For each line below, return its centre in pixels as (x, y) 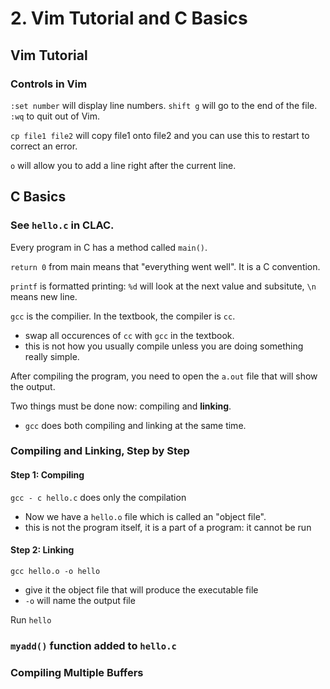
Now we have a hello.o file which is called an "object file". (145, 516)
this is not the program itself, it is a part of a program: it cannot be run (168, 527)
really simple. (52, 356)
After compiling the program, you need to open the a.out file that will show (164, 376)
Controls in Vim (49, 84)
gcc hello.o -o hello (55, 571)
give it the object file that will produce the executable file (141, 589)
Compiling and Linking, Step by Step (100, 451)
